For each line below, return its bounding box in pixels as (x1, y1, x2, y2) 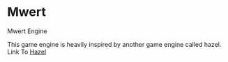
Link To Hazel (7, 48, 47, 56)
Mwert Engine (7, 27, 47, 35)
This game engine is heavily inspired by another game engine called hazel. (7, 40, 222, 48)
